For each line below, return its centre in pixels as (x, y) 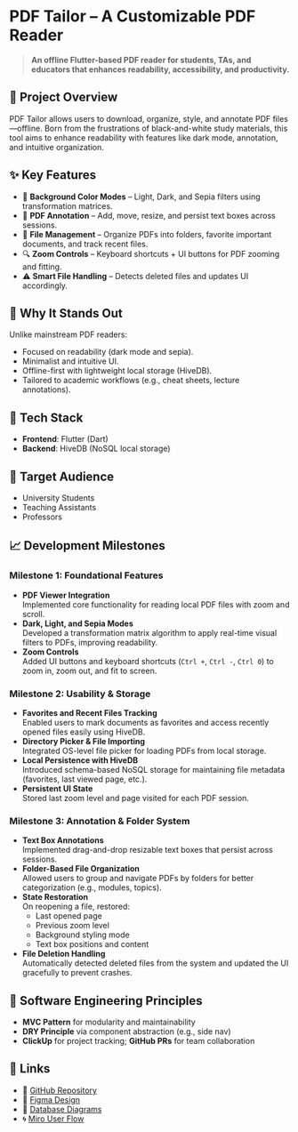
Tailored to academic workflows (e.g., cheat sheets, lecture (131, 381)
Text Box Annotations (63, 840)
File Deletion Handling (64, 954)
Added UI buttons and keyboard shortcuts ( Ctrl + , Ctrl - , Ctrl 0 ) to (148, 661)
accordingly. (45, 285)
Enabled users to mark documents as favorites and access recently (145, 722)
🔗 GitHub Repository (60, 1090)
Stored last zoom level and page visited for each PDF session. (135, 798)
